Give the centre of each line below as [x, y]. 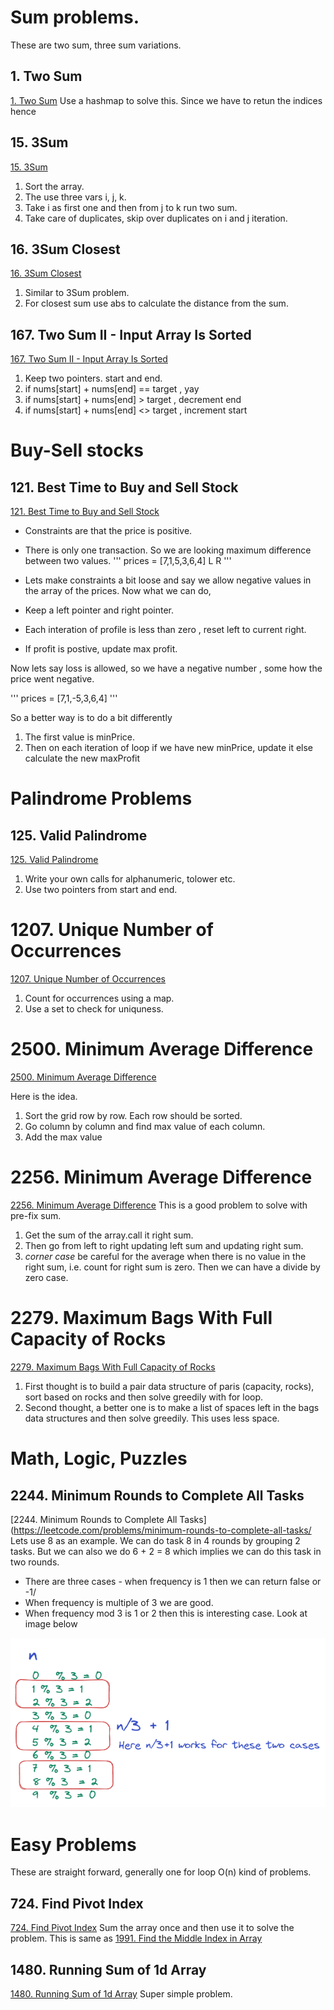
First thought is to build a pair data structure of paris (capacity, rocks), [169, 1386]
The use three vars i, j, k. [75, 197]
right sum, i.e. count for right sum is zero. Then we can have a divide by [172, 1267]
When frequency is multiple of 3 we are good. [119, 1602]
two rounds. [35, 1562]
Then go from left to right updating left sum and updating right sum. [164, 1245]
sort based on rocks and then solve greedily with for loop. [144, 1397]
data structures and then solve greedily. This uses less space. [152, 1418]
